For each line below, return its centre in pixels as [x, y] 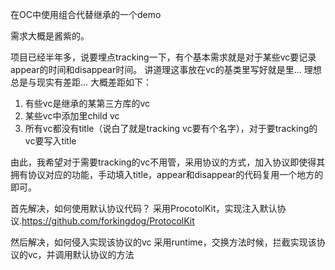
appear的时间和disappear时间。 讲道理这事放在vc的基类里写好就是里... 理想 [166, 69]
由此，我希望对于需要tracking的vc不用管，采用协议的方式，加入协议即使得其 [168, 162]
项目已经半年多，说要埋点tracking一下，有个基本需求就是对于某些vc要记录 [163, 57]
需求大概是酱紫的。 [50, 36]
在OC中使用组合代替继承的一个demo [86, 14]
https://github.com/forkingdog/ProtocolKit [108, 221]
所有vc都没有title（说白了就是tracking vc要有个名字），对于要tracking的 [171, 128]
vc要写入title [50, 141]
